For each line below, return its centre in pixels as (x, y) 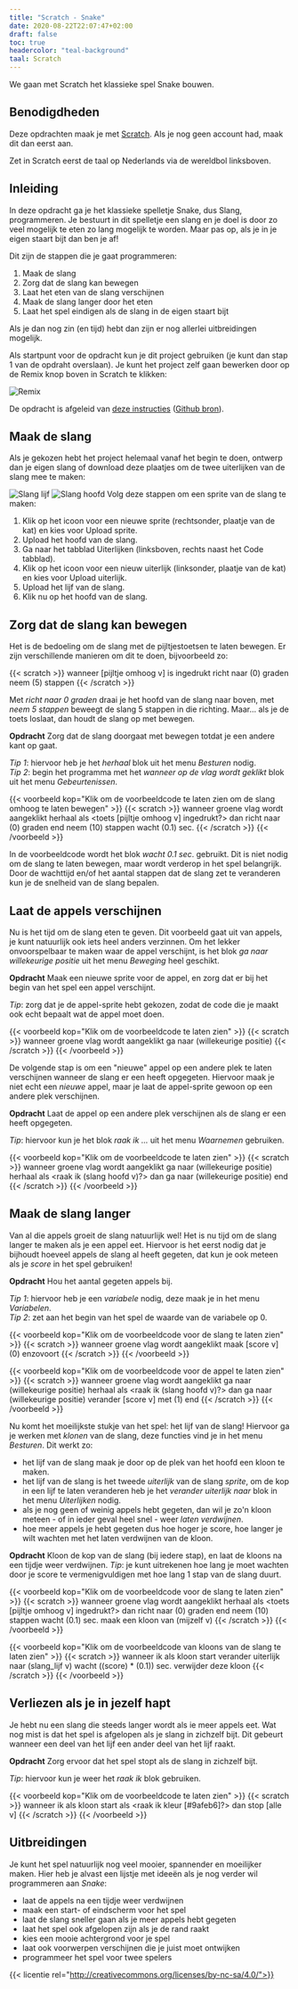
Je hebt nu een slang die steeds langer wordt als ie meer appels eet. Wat (143, 1725)
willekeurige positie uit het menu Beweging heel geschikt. (114, 961)
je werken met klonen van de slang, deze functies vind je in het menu (136, 1435)
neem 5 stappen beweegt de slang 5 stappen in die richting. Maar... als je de (149, 709)
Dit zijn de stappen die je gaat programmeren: (93, 256)
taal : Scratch (36, 59)
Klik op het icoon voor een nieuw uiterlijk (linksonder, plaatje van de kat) (154, 568)
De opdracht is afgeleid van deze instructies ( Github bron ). (117, 409)
